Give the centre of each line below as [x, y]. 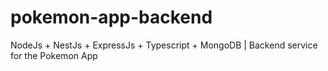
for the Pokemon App [54, 55]
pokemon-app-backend [111, 17]
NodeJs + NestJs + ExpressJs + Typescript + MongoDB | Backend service [164, 45]
